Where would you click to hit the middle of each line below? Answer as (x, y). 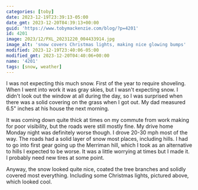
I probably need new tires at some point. (55, 158)
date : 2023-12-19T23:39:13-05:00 (47, 17)
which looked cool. (29, 182)
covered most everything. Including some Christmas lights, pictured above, (98, 176)
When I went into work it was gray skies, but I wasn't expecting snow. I (92, 90)
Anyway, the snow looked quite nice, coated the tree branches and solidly (96, 169)
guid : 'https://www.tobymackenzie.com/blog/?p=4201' (72, 28)
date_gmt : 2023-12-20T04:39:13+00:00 (53, 22)
